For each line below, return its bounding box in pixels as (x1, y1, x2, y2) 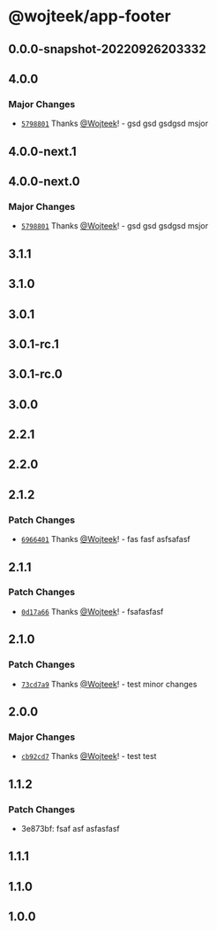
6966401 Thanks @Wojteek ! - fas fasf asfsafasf (20, 534, 191, 545)
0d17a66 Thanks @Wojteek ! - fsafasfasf (20, 606, 164, 616)
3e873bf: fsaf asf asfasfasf (20, 823, 120, 833)
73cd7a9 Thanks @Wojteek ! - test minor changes (20, 678, 198, 689)
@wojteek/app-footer (8, 6, 171, 27)
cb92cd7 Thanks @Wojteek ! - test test (20, 751, 157, 762)
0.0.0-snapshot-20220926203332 (8, 42, 206, 57)
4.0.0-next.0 (8, 174, 80, 190)
